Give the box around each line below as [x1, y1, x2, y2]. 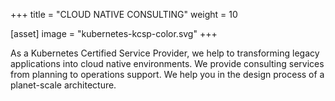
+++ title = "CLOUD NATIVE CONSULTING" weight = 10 [10, 9, 238, 20]
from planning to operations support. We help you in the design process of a [10, 69, 325, 80]
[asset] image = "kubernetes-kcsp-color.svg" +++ [10, 28, 218, 39]
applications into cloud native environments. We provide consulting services [10, 58, 325, 69]
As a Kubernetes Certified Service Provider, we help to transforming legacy [10, 47, 320, 59]
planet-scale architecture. [10, 79, 117, 91]
